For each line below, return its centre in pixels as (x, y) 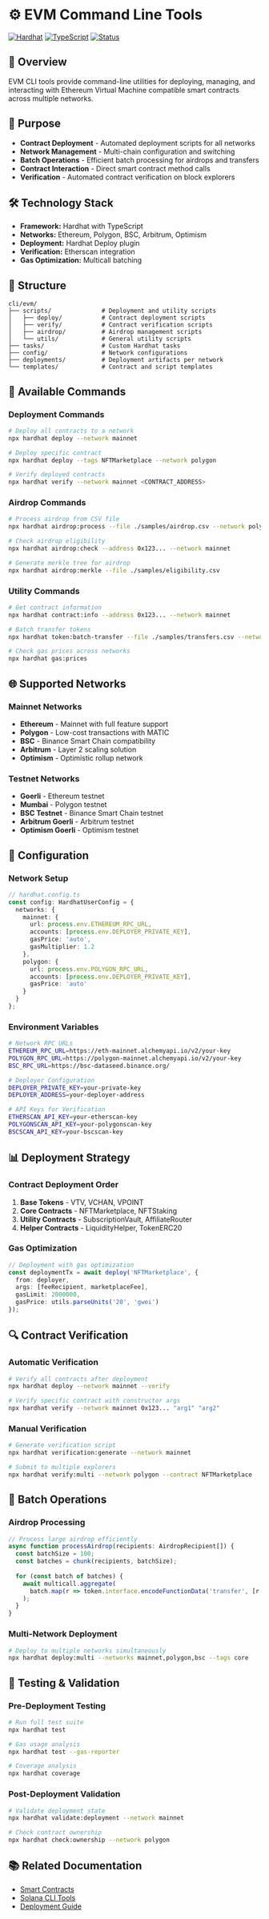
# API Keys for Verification (57, 1110)
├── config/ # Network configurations (98, 353)
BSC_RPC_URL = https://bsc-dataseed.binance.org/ (89, 1066)
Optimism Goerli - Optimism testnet (79, 830)
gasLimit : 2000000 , (48, 1295)
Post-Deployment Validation (64, 1794)
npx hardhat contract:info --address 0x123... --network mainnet (119, 615)
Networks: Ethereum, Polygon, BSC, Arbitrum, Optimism (113, 235)
